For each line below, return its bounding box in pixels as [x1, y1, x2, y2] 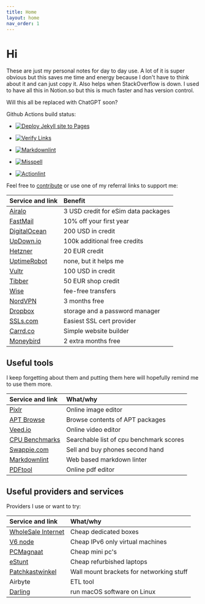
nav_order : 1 [6, 20, 40, 26]
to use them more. [6, 380, 53, 388]
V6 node [9, 537, 34, 546]
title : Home [6, 9, 37, 15]
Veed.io [9, 425, 32, 434]
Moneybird [9, 337, 41, 345]
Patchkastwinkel [9, 567, 57, 576]
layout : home [6, 15, 40, 21]
